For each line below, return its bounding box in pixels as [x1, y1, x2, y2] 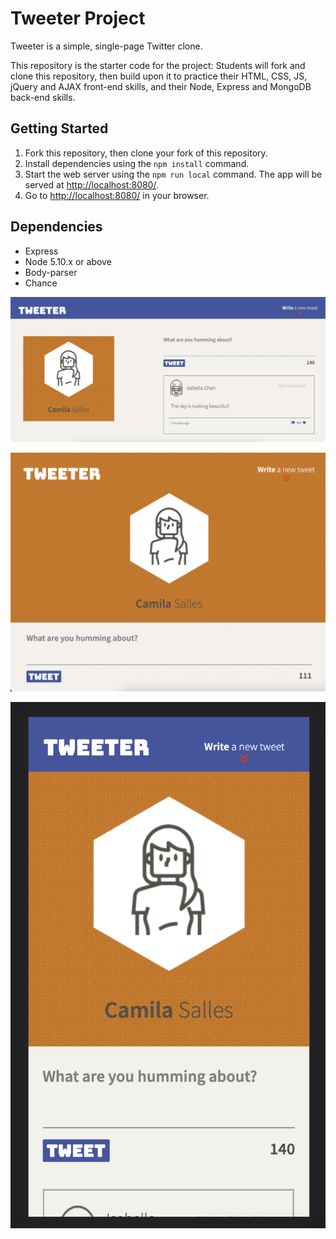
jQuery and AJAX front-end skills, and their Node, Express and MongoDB [10, 80, 312, 92]
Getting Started [10, 120, 109, 137]
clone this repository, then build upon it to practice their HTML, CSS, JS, [10, 70, 308, 82]
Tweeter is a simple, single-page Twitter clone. [10, 40, 203, 52]
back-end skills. [10, 91, 76, 103]
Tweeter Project [10, 7, 146, 30]
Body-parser [24, 266, 78, 278]
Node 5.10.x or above [24, 255, 112, 267]
